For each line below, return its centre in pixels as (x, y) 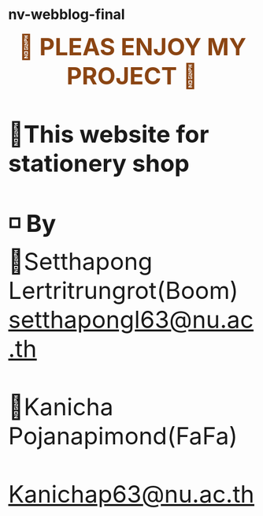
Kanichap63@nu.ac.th (131, 494)
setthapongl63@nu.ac (131, 319)
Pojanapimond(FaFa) (123, 436)
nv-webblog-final (67, 15)
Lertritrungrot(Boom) (123, 290)
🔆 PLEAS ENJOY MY (132, 47)
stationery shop (99, 163)
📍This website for (109, 134)
